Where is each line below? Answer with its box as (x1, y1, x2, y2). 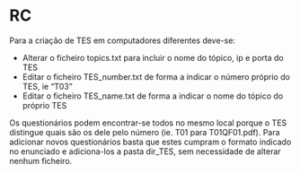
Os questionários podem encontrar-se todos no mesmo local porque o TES (9, 117, 287, 128)
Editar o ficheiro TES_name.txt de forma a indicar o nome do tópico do (22, 91, 284, 101)
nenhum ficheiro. (9, 155, 73, 166)
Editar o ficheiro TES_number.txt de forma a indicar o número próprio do (22, 71, 290, 82)
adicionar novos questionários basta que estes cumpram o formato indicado (9, 136, 292, 147)
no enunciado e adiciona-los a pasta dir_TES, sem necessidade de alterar (9, 145, 281, 157)
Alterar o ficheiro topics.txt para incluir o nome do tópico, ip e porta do (22, 52, 285, 63)
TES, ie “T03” (22, 81, 74, 91)
